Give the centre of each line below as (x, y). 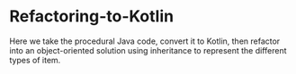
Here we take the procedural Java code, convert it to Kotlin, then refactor (145, 41)
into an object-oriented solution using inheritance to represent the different (148, 50)
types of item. (35, 60)
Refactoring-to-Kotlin (91, 16)
